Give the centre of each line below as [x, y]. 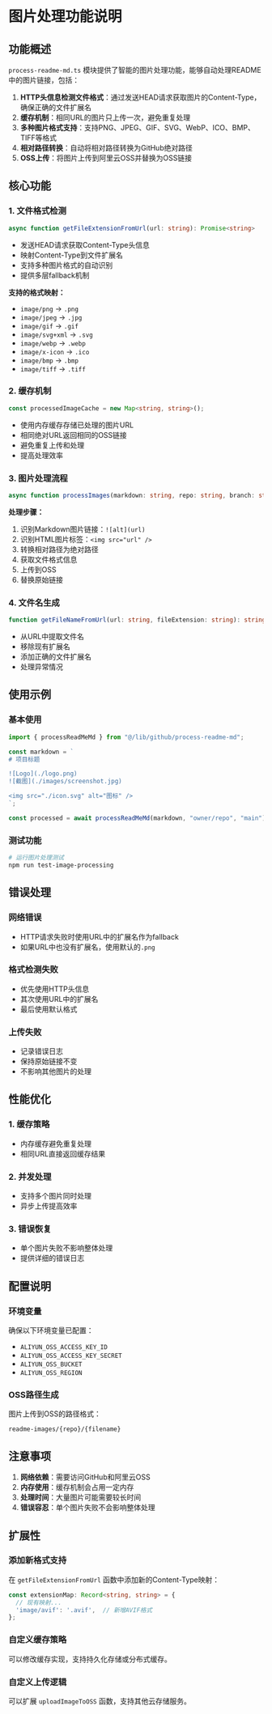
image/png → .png [49, 308]
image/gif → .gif [49, 325]
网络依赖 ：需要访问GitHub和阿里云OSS [85, 1477]
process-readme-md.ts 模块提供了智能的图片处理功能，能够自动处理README [135, 70]
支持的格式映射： [37, 292]
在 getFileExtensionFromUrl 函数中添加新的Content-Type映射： [114, 1580]
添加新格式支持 [38, 1560]
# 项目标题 [24, 759]
